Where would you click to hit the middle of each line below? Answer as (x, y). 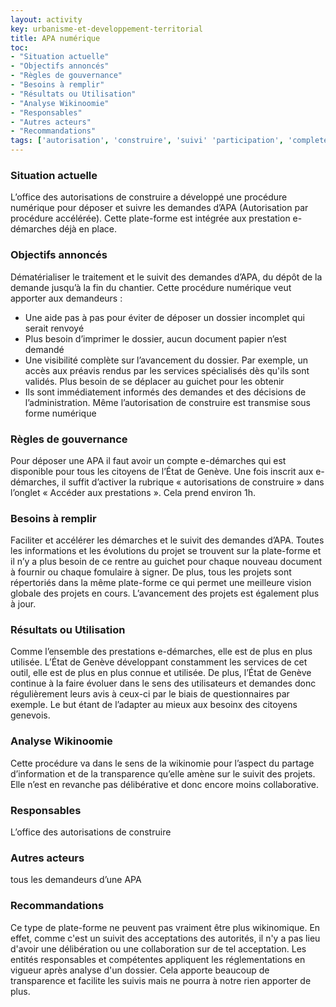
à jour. (23, 604)
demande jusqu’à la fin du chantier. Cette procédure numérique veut (151, 287)
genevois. (30, 715)
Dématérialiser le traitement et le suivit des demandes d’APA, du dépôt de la (166, 277)
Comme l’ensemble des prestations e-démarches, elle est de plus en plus (161, 652)
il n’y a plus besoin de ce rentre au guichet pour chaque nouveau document (166, 562)
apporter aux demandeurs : (66, 298)
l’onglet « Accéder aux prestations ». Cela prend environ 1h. (133, 492)
